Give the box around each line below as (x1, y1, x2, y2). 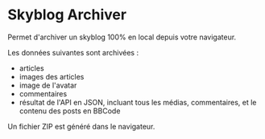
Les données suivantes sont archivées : (7, 47, 139, 57)
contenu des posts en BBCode (19, 106, 121, 116)
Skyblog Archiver (7, 6, 126, 24)
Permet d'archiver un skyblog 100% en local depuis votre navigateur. (7, 32, 237, 42)
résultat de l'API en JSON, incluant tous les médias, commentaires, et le (19, 97, 257, 107)
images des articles (19, 72, 85, 81)
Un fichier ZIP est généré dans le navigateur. (7, 121, 155, 131)
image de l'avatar (19, 80, 77, 90)
